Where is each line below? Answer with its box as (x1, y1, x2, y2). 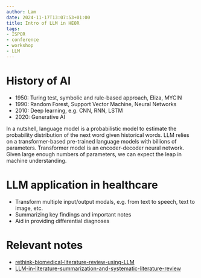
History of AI (6, 74, 71, 87)
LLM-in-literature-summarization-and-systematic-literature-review (14, 265, 181, 272)
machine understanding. (6, 157, 67, 164)
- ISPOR (6, 31, 26, 37)
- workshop (6, 43, 34, 49)
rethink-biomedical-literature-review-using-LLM (14, 258, 135, 265)
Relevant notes (6, 238, 83, 252)
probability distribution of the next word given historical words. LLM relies (6, 131, 190, 139)
